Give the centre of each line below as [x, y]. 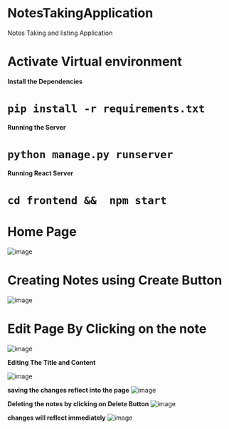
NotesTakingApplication [80, 13]
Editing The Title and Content [52, 362]
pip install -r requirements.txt [106, 109]
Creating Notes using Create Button [115, 280]
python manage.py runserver [90, 155]
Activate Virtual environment [95, 62]
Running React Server [40, 173]
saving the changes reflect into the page [68, 390]
